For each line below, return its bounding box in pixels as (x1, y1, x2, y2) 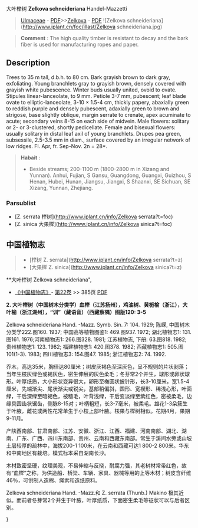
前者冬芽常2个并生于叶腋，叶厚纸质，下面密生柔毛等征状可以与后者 (21, 496, 185, 503)
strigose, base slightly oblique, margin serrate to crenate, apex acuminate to (6, 111, 191, 118)
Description (6, 58, 50, 68)
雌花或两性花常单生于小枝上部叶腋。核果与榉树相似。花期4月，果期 (26, 407, 190, 414)
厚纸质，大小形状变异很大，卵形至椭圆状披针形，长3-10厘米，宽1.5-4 (21, 378, 190, 385)
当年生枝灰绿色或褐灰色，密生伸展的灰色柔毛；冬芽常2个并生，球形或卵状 (6, 370, 185, 378)
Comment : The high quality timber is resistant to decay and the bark (20, 35, 189, 41)
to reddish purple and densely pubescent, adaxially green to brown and (6, 105, 180, 112)
